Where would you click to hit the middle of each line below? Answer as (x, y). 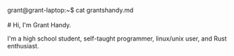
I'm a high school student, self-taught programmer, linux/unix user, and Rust (117, 38)
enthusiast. (23, 46)
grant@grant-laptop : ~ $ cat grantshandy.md (70, 10)
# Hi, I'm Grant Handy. (39, 25)
